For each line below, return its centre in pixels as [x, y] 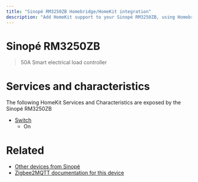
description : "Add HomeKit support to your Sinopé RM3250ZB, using [91, 17]
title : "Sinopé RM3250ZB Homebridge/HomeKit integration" [79, 11]
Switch [23, 120]
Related [25, 150]
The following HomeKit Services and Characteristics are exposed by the [94, 102]
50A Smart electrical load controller [64, 62]
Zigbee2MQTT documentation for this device [69, 173]
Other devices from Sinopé [47, 167]
